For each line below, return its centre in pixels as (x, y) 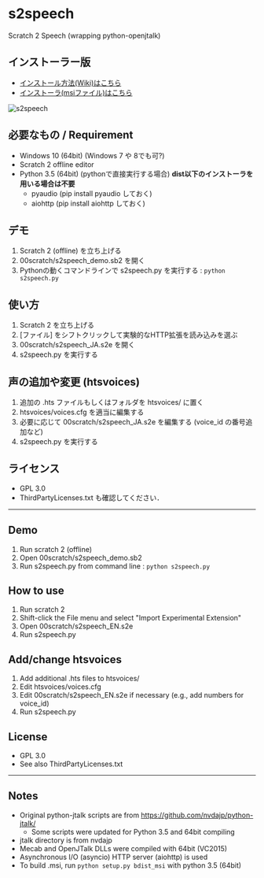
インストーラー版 (49, 63)
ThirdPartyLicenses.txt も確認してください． (92, 498)
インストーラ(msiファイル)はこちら (76, 92)
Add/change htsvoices (65, 659)
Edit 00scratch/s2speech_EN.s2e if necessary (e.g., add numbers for (132, 695)
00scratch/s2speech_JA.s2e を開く (77, 345)
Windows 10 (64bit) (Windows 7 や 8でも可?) (92, 155)
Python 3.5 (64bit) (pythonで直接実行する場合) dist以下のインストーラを (136, 173)
